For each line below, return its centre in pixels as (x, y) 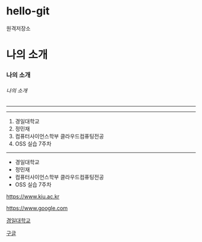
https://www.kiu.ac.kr (33, 196)
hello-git (28, 11)
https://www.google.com (37, 208)
